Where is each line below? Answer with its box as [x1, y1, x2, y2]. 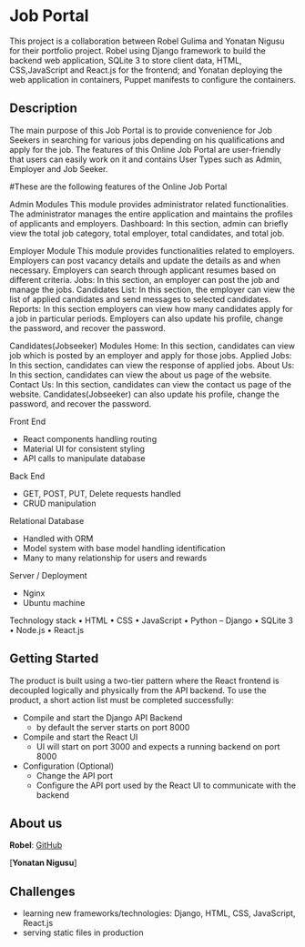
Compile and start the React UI [22, 731, 138, 742]
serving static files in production [22, 927, 144, 938]
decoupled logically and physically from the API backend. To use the [9, 684, 267, 696]
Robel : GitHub [9, 840, 63, 851]
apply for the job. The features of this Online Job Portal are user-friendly [9, 144, 281, 155]
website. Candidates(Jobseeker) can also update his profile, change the [9, 388, 280, 399]
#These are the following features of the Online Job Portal [9, 181, 228, 192]
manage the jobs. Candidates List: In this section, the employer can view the [9, 284, 296, 295]
